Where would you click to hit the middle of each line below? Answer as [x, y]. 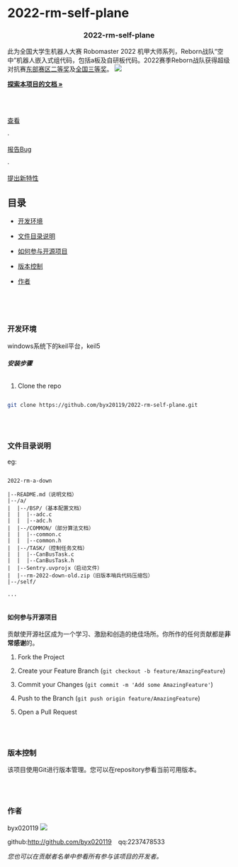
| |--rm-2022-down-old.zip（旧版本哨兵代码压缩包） [80, 576]
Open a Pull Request [47, 712]
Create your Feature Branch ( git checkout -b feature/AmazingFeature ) [121, 671]
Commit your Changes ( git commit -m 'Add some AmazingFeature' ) [115, 685]
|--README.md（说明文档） [42, 494]
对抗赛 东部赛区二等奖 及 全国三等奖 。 [60, 69]
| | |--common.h [34, 540]
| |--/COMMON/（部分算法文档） [51, 528]
